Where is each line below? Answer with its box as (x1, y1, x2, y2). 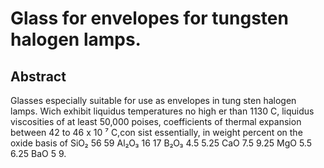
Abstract (10, 68, 67, 85)
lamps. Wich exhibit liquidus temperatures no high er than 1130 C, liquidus (10, 105, 315, 117)
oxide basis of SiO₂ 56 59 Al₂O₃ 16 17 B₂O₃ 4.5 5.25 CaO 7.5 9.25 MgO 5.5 (10, 137, 312, 149)
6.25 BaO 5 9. (10, 148, 67, 159)
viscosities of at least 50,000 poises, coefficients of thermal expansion (10, 116, 302, 127)
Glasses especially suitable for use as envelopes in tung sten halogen (10, 95, 297, 106)
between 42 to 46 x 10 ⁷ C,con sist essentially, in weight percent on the (10, 127, 303, 138)
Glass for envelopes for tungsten (10, 7, 289, 30)
